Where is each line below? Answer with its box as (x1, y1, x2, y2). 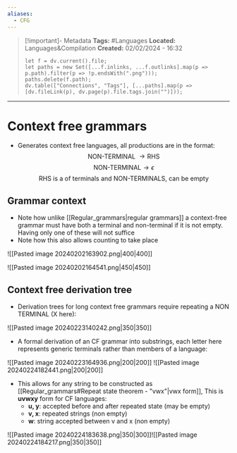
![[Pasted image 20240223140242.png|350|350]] (7, 323, 152, 332)
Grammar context (7, 194, 87, 206)
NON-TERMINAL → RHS (87, 152, 160, 161)
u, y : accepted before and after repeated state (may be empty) (28, 402, 210, 411)
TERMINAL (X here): (17, 310, 77, 318)
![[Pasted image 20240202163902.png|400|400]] (7, 249, 153, 258)
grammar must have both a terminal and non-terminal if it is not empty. (17, 221, 224, 230)
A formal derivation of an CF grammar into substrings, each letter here (17, 337, 222, 346)
